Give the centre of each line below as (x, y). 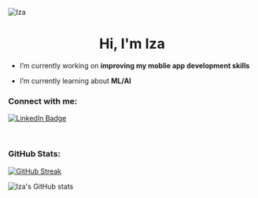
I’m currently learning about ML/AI (75, 81)
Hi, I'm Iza (132, 44)
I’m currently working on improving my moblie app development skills (135, 65)
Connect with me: (43, 101)
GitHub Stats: (35, 154)
